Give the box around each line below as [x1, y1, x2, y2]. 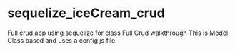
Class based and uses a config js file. [7, 36, 118, 44]
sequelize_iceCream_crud [7, 5, 166, 21]
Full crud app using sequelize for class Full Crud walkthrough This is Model [7, 28, 229, 37]
